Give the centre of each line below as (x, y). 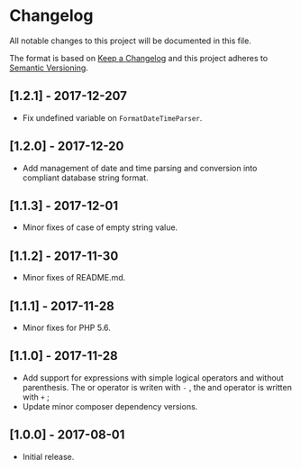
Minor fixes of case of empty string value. (100, 227)
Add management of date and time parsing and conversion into (140, 168)
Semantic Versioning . (49, 68)
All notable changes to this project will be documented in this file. (131, 41)
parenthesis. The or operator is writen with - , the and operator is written (157, 387)
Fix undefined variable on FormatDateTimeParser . (112, 117)
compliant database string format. (85, 178)
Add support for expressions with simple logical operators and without (153, 377)
